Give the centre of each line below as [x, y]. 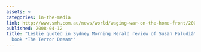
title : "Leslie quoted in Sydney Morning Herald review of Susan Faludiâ [100, 34]
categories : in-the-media [38, 17]
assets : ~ [19, 12]
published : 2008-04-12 [34, 28]
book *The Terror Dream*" [44, 39]
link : [13, 23]
